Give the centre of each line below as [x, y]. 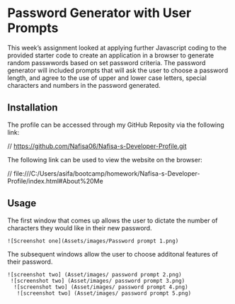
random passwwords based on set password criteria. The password [107, 62]
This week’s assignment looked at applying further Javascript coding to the [117, 47]
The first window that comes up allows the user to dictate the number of [113, 220]
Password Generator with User [99, 13]
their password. [30, 261]
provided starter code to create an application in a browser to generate [111, 55]
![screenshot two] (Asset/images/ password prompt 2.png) [94, 274]
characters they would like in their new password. [80, 227]
